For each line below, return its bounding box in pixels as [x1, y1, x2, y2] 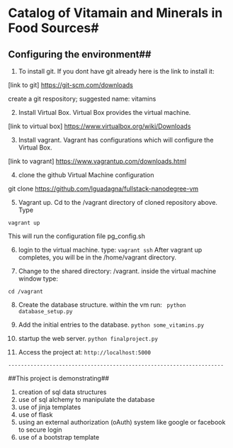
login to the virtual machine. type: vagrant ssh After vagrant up [18, 246, 203, 254]
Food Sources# [8, 20, 99, 36]
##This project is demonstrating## [8, 374, 109, 382]
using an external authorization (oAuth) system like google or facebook [18, 418, 226, 426]
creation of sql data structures [18, 388, 107, 396]
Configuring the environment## [8, 48, 152, 60]
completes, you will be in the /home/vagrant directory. [18, 253, 176, 262]
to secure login [18, 425, 62, 434]
